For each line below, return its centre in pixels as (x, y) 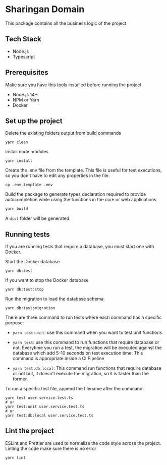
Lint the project (30, 431)
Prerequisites (27, 72)
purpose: (15, 323)
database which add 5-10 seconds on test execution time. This (78, 353)
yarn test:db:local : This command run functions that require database (87, 368)
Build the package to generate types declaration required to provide (76, 194)
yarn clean (17, 142)
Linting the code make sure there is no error (51, 448)
